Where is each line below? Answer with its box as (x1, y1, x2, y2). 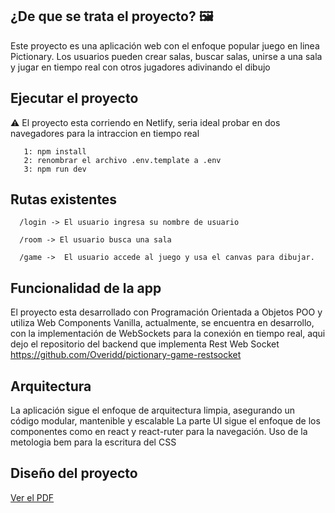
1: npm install (23, 146, 87, 157)
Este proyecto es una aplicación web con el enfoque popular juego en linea (10, 39, 320, 52)
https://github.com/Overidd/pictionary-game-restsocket (10, 349, 242, 361)
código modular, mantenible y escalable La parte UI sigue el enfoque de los (10, 415, 321, 427)
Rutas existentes (10, 191, 118, 208)
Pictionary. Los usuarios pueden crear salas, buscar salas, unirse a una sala (10, 50, 323, 62)
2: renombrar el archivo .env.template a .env (23, 155, 222, 165)
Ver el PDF (10, 491, 55, 503)
